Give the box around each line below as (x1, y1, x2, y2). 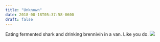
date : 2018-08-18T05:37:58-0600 (5, 12, 74, 17)
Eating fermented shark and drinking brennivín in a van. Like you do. (5, 31, 149, 37)
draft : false (5, 17, 33, 22)
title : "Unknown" (5, 7, 42, 13)
